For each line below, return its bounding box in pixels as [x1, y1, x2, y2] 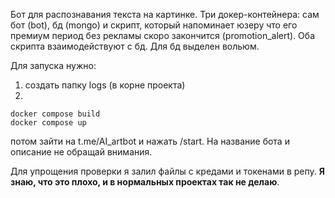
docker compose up [10, 118, 87, 128]
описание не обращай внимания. [10, 146, 153, 158]
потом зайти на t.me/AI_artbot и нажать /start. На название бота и [10, 135, 290, 147]
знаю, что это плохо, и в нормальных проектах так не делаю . [10, 176, 280, 188]
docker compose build [10, 109, 101, 119]
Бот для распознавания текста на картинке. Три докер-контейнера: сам [10, 9, 320, 20]
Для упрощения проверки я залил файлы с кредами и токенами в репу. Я [10, 165, 325, 177]
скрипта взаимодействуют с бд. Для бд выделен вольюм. [10, 40, 260, 52]
